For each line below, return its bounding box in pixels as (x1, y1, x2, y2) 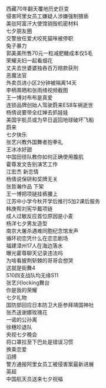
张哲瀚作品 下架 (6, 183, 44, 190)
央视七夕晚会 (6, 331, 37, 338)
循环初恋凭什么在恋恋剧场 (6, 235, 68, 242)
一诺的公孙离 (6, 316, 37, 323)
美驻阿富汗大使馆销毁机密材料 (6, 20, 78, 27)
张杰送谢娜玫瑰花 (6, 309, 48, 316)
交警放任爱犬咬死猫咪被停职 (6, 35, 74, 41)
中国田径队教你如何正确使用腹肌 (6, 153, 84, 160)
